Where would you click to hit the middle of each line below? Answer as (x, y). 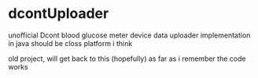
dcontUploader (59, 14)
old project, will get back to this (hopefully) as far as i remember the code (127, 58)
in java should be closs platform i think (70, 43)
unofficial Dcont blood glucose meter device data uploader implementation (129, 35)
